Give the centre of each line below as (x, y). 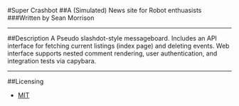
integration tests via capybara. (52, 61)
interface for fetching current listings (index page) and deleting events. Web (118, 46)
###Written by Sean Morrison (51, 18)
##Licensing (26, 81)
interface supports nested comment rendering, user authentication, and (112, 53)
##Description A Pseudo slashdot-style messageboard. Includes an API (112, 38)
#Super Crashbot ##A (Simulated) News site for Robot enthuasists (105, 10)
